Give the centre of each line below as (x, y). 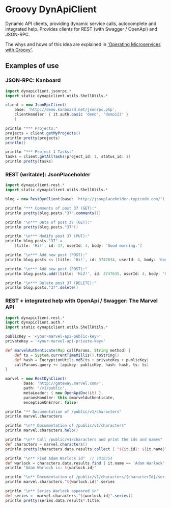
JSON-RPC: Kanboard (33, 80)
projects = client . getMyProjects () (43, 133)
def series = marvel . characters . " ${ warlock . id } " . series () (69, 496)
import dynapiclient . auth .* (35, 322)
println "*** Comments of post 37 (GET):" (51, 208)
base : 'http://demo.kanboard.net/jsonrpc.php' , (66, 110)
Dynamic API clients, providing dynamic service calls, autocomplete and (81, 24)
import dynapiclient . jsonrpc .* (38, 91)
